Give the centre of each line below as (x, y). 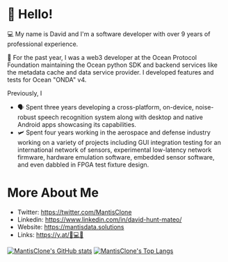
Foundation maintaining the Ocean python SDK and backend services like (112, 65)
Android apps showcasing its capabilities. (77, 124)
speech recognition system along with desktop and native (120, 117)
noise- (204, 107)
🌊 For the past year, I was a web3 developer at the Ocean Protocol (102, 57)
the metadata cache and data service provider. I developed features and (111, 72)
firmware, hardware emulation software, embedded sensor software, (116, 157)
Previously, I (25, 93)
